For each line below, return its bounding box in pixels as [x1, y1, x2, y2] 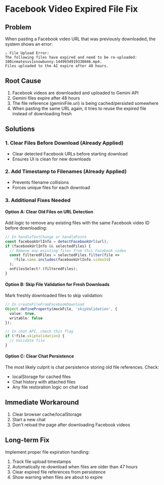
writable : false [9, 315, 43, 321]
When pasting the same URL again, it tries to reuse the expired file [12, 105, 146, 111]
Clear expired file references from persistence [12, 469, 106, 475]
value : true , [9, 311, 36, 316]
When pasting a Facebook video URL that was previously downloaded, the [5, 36, 156, 42]
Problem [5, 23, 32, 31]
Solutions [5, 125, 35, 133]
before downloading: [5, 225, 48, 231]
